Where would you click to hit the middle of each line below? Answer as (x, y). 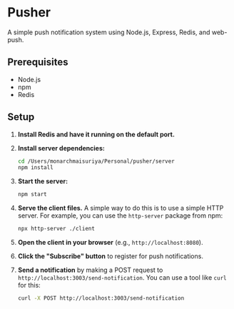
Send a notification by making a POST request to (90, 270)
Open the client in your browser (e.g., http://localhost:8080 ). (110, 243)
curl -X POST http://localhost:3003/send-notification (101, 298)
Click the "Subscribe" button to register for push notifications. (110, 256)
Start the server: (43, 181)
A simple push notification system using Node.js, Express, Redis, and (109, 32)
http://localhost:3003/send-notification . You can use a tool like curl (122, 278)
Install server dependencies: (61, 148)
